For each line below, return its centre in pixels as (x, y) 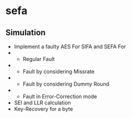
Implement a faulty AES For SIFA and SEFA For (70, 46)
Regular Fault (39, 59)
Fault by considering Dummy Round (66, 84)
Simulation (26, 33)
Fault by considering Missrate (59, 71)
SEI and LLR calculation (42, 103)
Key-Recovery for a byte (43, 109)
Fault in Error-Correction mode (60, 96)
